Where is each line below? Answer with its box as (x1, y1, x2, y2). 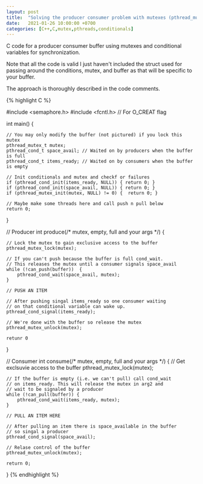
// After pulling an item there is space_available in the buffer (6, 423, 177, 430)
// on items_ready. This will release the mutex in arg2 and (6, 381, 164, 387)
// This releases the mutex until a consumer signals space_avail (6, 261, 177, 267)
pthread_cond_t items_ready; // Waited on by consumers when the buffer (6, 159, 193, 165)
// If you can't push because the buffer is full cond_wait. (6, 256, 164, 262)
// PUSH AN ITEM (6, 288, 47, 294)
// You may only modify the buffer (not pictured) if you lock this (6, 132, 182, 138)
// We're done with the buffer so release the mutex (6, 319, 142, 325)
